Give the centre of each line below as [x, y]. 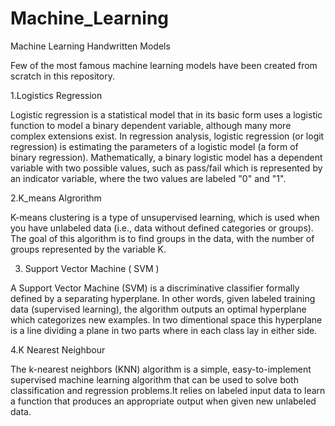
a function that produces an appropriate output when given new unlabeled [163, 401]
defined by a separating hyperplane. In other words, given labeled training [163, 298]
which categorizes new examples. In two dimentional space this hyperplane [166, 319]
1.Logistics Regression [56, 95]
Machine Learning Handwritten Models [90, 46]
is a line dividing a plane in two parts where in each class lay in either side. [164, 330]
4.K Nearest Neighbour [58, 349]
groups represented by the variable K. [88, 249]
